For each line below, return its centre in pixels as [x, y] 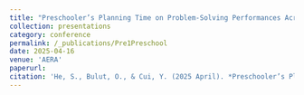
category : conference [50, 34]
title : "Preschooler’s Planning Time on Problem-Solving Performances [145, 18]
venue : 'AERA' [36, 60]
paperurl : [28, 69]
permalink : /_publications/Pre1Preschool [89, 43]
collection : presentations [60, 26]
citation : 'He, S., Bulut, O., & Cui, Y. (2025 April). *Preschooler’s [147, 77]
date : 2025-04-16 [42, 52]
